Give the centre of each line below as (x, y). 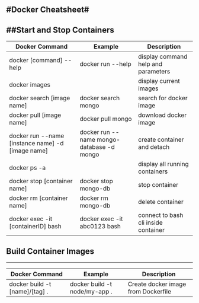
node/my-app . (91, 292)
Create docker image (157, 284)
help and (150, 64)
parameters (154, 72)
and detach (154, 147)
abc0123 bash (100, 227)
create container (161, 140)
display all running (163, 164)
